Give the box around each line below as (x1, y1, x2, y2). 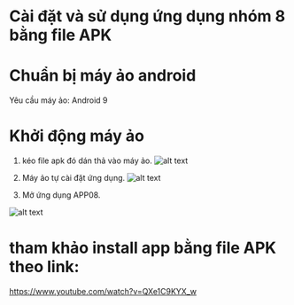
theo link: (9, 257, 80, 277)
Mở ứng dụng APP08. (21, 190, 101, 200)
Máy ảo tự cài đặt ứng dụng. (21, 173, 126, 184)
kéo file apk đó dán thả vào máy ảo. (21, 155, 152, 166)
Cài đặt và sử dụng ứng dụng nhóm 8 (9, 6, 286, 27)
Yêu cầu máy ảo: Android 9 (9, 95, 108, 106)
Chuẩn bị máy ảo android (9, 66, 197, 86)
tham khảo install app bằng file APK (9, 238, 277, 258)
